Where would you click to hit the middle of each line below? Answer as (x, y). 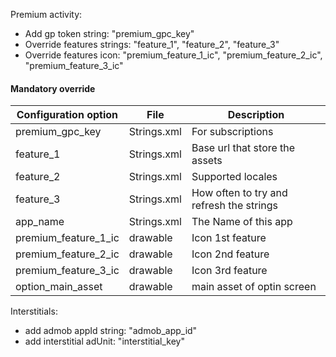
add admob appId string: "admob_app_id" (111, 331)
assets (207, 161)
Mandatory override (53, 88)
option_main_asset (59, 287)
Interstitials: (34, 311)
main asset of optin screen (254, 287)
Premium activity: (46, 14)
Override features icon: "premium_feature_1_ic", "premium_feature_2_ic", (173, 55)
